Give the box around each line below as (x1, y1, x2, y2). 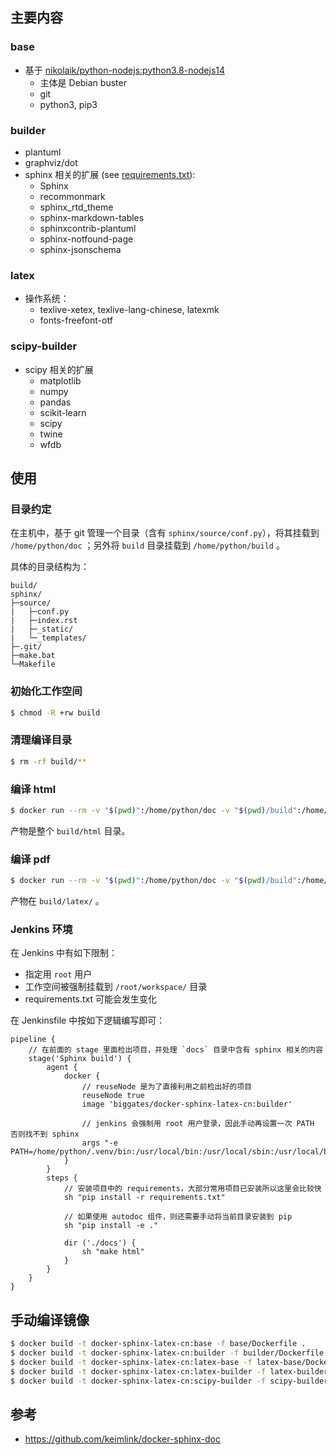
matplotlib (39, 374, 82, 387)
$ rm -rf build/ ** (10, 756, 87, 767)
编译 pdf (10, 852, 51, 866)
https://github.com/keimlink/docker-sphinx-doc (24, 1433, 221, 1445)
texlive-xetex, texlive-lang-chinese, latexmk (39, 304, 220, 316)
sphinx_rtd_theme (39, 201, 114, 213)
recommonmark (39, 190, 106, 202)
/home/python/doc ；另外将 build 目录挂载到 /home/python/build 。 (10, 539, 285, 552)
